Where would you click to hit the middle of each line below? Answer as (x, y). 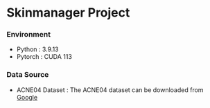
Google (27, 97)
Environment (29, 35)
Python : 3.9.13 (38, 49)
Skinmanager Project (68, 13)
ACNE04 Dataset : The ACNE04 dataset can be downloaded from (110, 90)
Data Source (28, 75)
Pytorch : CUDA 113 (44, 57)
